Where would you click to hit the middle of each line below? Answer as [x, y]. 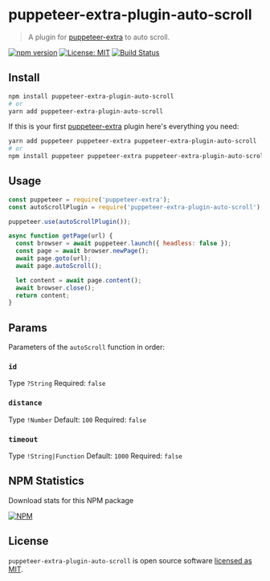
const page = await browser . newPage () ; [82, 251]
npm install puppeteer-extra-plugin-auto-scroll [91, 96]
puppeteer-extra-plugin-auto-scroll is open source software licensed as [130, 560]
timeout [23, 439]
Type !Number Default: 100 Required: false [78, 420]
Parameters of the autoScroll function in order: [86, 347]
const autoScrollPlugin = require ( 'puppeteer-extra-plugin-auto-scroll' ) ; [136, 207]
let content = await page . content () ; [79, 280]
